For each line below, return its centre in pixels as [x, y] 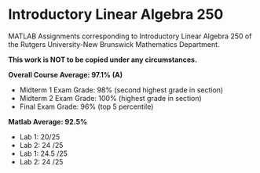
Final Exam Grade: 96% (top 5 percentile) [86, 106]
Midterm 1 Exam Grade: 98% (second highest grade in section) [121, 90]
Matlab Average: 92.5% [48, 121]
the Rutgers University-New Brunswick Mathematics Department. [114, 44]
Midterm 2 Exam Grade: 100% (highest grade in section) [110, 98]
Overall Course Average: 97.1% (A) [66, 74]
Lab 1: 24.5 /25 [44, 153]
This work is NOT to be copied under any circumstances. [103, 59]
